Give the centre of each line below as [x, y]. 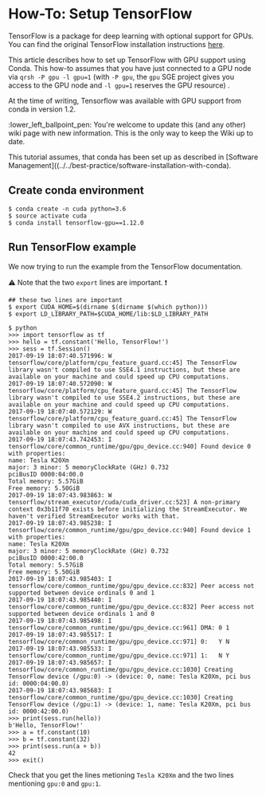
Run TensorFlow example [72, 247]
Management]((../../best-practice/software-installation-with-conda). [120, 165]
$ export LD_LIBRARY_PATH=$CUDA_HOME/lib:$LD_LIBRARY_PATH [108, 314]
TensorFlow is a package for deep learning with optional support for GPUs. [131, 36]
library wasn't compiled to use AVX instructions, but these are [119, 425]
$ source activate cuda [48, 216]
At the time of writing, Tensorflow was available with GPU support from [125, 100]
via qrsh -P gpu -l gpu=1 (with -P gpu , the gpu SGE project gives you [121, 76]
